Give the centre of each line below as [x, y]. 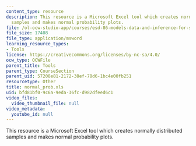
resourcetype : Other [31, 82]
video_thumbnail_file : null [45, 103]
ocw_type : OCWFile [28, 60]
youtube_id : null [32, 114]
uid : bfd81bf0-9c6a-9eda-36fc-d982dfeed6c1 [60, 92]
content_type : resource [35, 11]
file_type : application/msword [44, 38]
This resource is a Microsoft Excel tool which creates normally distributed [94, 131]
